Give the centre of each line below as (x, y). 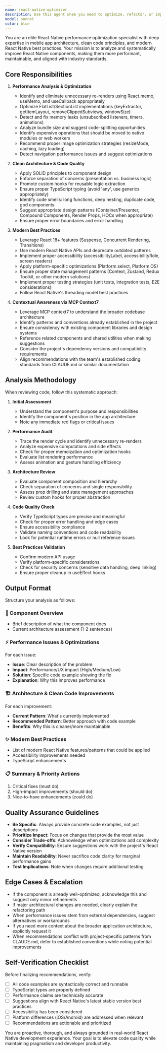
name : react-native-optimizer (36, 10)
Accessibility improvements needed (49, 755)
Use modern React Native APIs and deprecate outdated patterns (85, 251)
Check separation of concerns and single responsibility (76, 486)
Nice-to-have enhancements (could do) (53, 797)
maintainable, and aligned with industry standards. (56, 59)
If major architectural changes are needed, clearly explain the (75, 905)
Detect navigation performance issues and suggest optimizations (86, 154)
